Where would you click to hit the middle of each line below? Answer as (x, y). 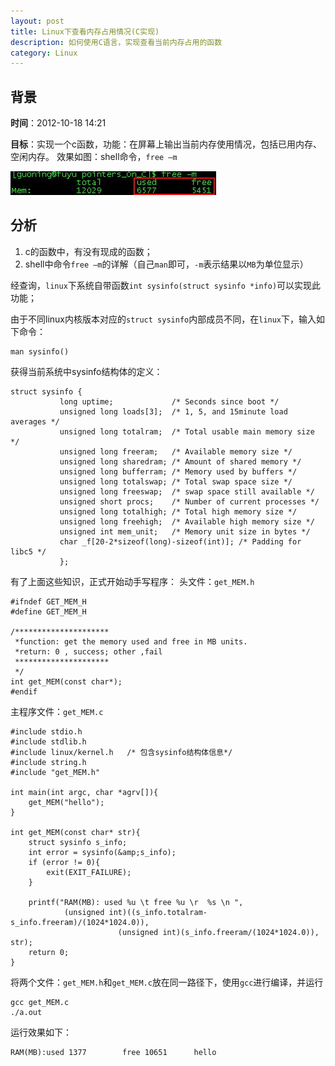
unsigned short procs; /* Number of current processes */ (189, 501)
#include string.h (48, 762)
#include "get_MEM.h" (55, 772)
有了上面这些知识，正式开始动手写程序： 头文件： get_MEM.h (132, 581)
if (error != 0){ (64, 862)
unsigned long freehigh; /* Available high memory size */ (187, 521)
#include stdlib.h (48, 741)
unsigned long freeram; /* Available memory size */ (176, 451)
